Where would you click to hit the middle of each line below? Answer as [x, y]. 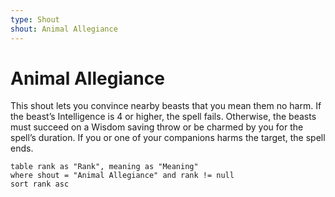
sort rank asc [40, 184]
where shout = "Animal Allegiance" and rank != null [122, 176]
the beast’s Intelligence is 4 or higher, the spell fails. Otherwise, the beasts [163, 117]
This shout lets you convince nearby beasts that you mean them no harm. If [166, 106]
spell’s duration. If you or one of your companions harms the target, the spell [168, 138]
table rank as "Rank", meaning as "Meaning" [104, 167]
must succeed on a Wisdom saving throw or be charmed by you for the [157, 127]
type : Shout [35, 19]
